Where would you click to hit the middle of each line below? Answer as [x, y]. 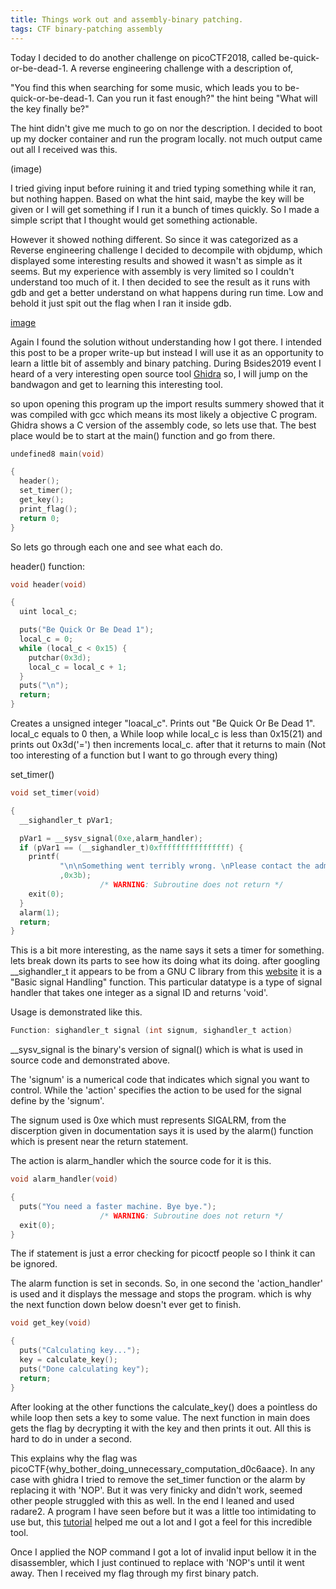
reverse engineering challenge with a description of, [186, 68]
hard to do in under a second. [71, 1438]
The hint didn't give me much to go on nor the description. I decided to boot [166, 128]
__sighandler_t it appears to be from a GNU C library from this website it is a [166, 972]
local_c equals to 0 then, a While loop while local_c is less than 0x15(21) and [166, 734]
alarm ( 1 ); [39, 912]
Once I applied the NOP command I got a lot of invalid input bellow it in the [163, 1552]
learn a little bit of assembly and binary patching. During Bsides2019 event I [166, 363]
